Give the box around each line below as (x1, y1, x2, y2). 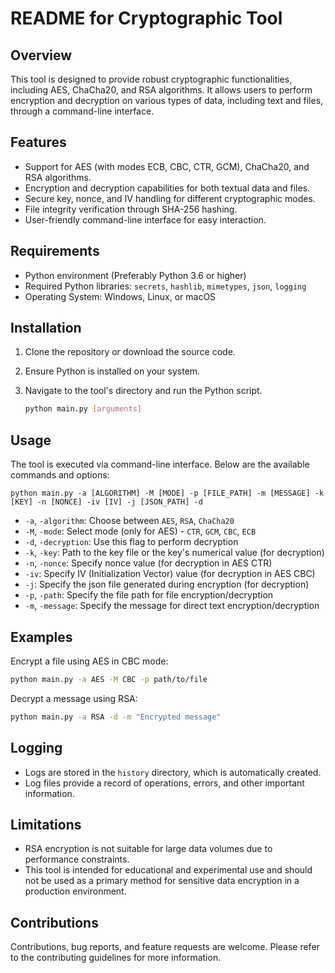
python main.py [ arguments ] (24, 404, 142, 414)
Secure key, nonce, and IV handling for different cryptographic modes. (24, 192, 316, 204)
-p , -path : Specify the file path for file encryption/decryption (24, 589, 274, 601)
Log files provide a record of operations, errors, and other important (24, 777, 305, 789)
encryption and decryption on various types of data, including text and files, (10, 95, 324, 106)
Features (10, 134, 67, 151)
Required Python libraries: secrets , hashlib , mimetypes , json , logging (24, 280, 307, 292)
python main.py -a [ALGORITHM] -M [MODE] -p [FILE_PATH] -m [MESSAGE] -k (10, 488, 325, 499)
